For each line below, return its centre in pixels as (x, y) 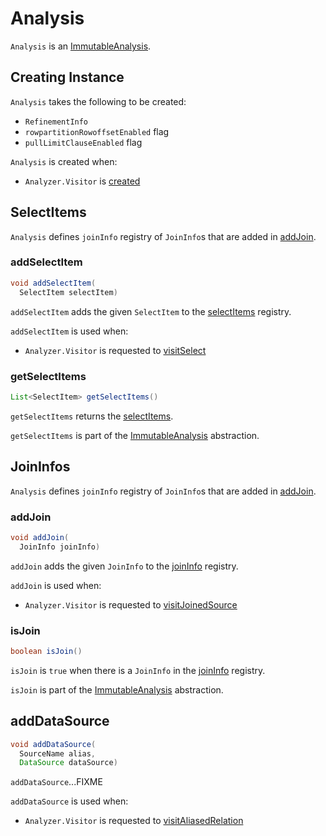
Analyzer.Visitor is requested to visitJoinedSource (131, 604)
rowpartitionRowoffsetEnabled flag (97, 131)
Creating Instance (67, 77)
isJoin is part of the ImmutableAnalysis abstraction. (117, 689)
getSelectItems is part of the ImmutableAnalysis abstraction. (135, 435)
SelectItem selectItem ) (68, 292)
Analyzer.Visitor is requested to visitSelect (115, 350)
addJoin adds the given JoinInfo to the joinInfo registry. (124, 566)
